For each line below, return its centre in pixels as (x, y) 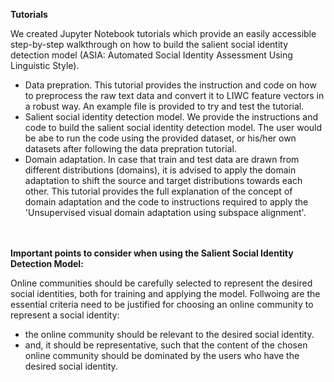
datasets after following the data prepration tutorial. (130, 148)
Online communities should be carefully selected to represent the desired (161, 283)
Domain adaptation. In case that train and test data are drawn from (162, 159)
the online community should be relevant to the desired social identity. (169, 334)
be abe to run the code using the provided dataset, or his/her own (160, 138)
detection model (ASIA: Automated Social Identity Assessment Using (151, 55)
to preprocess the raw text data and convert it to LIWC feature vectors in (174, 95)
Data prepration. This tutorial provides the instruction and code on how (170, 85)
